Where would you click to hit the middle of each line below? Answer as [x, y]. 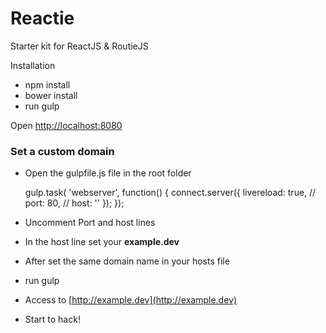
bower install [51, 95]
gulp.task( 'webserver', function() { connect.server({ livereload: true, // [170, 193]
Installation [33, 65]
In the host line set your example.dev [102, 242]
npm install [47, 84]
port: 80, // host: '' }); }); [74, 203]
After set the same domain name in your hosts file [127, 261]
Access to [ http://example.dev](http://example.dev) [131, 300]
